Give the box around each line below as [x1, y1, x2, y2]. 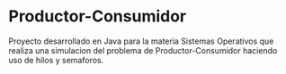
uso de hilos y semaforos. [8, 54, 104, 65]
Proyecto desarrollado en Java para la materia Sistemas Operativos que [8, 36, 274, 46]
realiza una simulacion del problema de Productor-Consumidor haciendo [8, 45, 278, 55]
